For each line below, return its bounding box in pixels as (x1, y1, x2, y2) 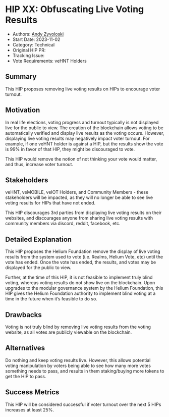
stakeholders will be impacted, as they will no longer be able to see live (5, 194, 153, 200)
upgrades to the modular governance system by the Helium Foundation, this (5, 285, 163, 291)
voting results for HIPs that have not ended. (5, 200, 96, 206)
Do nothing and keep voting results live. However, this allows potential (5, 357, 151, 363)
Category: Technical (12, 41, 55, 47)
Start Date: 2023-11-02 (12, 36, 61, 42)
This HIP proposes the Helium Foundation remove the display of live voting (5, 248, 160, 254)
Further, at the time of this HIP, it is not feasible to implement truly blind (5, 274, 153, 281)
